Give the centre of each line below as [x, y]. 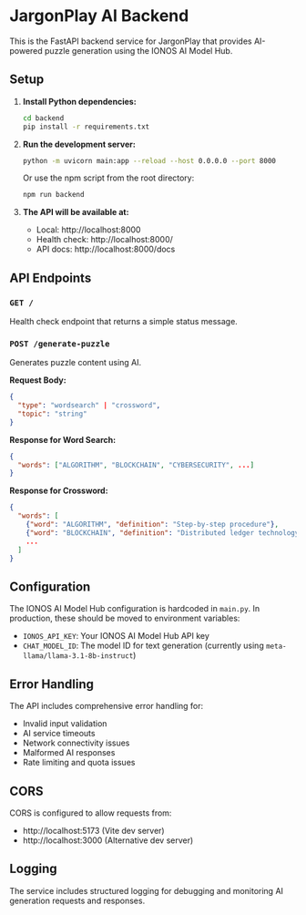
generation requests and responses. [77, 900]
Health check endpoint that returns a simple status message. [124, 321]
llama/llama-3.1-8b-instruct [78, 656]
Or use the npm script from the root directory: [108, 178]
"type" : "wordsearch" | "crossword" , [89, 406]
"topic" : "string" [53, 414]
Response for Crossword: [59, 491]
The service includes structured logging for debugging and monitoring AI [147, 890]
